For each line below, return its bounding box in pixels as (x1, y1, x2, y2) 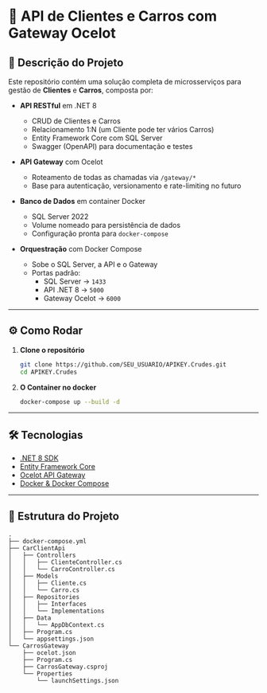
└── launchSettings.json (37, 677, 119, 685)
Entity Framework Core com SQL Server (31, 133, 163, 143)
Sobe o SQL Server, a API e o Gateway (31, 260, 158, 269)
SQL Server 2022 (31, 212, 89, 221)
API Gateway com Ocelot (19, 157, 103, 166)
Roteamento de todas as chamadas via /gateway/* (31, 173, 197, 182)
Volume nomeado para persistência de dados (31, 221, 181, 229)
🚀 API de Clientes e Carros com (8, 7, 217, 25)
